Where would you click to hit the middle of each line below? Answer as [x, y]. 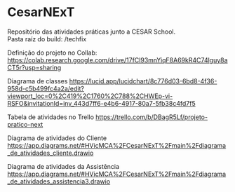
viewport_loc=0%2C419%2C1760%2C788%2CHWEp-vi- [90, 96]
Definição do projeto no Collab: [52, 53]
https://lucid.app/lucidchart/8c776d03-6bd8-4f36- [143, 81]
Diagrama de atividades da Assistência [63, 166]
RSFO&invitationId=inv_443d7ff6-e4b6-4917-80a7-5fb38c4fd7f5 [101, 103]
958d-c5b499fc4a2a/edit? [46, 88]
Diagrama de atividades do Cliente [57, 138]
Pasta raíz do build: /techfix [47, 39]
